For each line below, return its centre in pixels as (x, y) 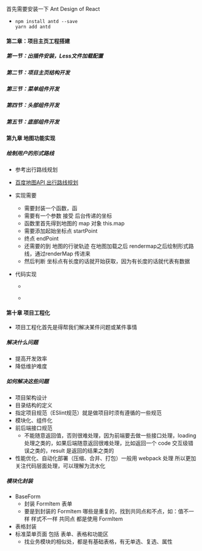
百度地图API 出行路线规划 (47, 182)
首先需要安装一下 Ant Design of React (53, 9)
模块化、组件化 (34, 421)
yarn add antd (33, 27)
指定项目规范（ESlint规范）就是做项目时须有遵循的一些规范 (88, 413)
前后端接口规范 (34, 428)
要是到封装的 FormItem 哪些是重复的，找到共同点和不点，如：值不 (106, 512)
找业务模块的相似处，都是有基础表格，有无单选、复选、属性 (98, 542)
